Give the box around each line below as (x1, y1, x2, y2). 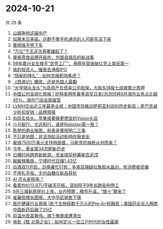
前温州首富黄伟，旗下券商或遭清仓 (12, 212, 81, 218)
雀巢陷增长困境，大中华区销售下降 (12, 194, 81, 200)
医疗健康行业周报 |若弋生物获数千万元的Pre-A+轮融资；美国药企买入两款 (12, 200, 158, 206)
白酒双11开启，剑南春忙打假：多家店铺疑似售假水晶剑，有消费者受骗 (12, 164, 149, 170)
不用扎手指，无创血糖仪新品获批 (12, 170, 77, 176)
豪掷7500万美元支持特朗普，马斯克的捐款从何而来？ (12, 139, 118, 145)
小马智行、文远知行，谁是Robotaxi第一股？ (12, 121, 99, 127)
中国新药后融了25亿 (12, 207, 53, 212)
